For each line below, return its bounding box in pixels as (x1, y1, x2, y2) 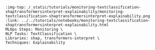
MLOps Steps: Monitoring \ (5, 27, 63, 32)
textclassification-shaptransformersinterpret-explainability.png (5, 14, 150, 19)
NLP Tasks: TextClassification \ (5, 31, 77, 36)
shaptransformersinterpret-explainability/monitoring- (5, 9, 125, 14)
